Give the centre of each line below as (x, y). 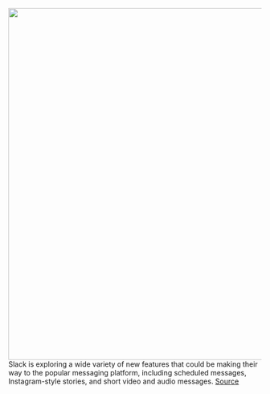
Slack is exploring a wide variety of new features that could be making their (133, 364)
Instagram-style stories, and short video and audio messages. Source (124, 381)
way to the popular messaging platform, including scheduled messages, (127, 373)
